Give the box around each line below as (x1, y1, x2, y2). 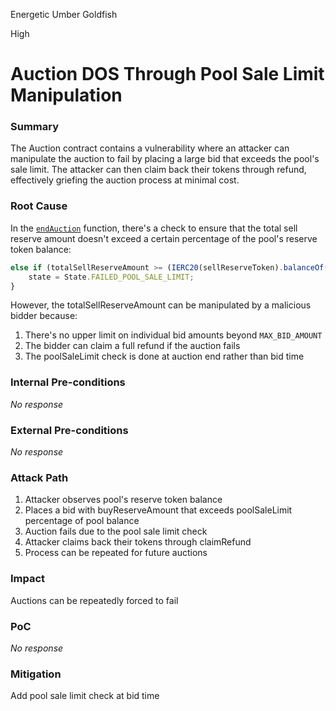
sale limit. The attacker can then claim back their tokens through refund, (10, 164, 307, 176)
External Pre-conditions (10, 423, 129, 437)
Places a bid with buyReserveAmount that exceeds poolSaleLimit (24, 504, 293, 516)
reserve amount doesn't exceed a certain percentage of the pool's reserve (10, 232, 318, 244)
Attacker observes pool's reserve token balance (24, 494, 223, 506)
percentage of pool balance (24, 515, 140, 527)
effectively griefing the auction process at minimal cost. (10, 174, 240, 186)
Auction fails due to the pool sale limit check (24, 525, 208, 538)
